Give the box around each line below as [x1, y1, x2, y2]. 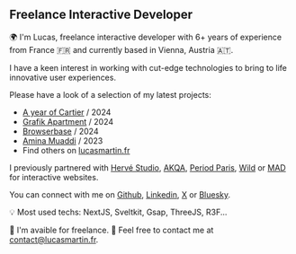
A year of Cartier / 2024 [22, 107, 112, 118]
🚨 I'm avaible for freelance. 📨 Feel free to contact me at [9, 224, 214, 235]
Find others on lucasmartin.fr [22, 145, 130, 155]
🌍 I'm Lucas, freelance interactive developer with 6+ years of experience [9, 31, 282, 42]
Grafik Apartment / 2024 [22, 116, 114, 127]
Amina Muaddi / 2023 [22, 135, 103, 146]
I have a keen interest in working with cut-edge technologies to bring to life [9, 62, 288, 73]
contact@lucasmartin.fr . [9, 233, 99, 245]
